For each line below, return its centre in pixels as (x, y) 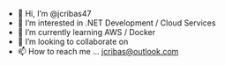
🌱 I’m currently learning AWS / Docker (86, 32)
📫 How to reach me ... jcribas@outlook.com (98, 51)
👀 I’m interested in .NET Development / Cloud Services (116, 23)
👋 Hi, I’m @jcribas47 (54, 14)
